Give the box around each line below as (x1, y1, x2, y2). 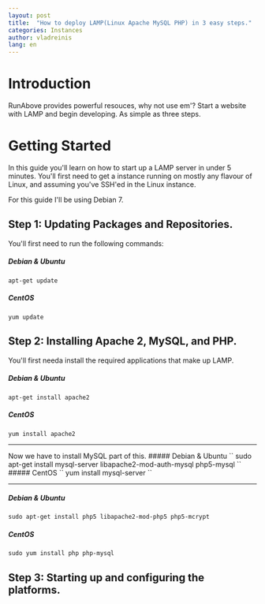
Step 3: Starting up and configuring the (8, 571, 205, 584)
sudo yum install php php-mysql (8, 550, 114, 557)
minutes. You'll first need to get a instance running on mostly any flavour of (8, 171, 252, 181)
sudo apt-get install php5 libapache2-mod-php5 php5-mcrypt (8, 513, 211, 521)
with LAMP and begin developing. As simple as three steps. (8, 110, 201, 119)
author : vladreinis (8, 33, 73, 42)
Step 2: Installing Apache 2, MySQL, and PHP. (8, 334, 237, 348)
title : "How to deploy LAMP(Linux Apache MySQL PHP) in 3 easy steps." (8, 19, 252, 27)
